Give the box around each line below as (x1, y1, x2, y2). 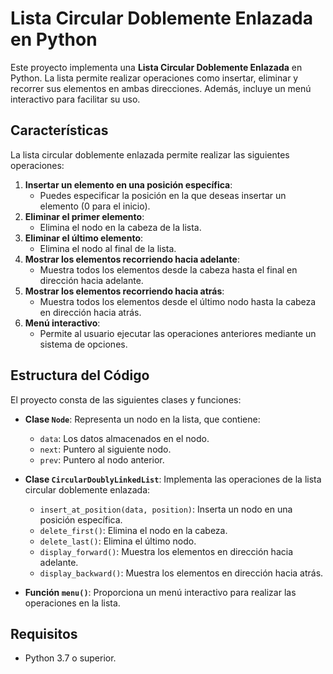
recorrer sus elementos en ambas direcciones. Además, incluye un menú (10, 82, 312, 94)
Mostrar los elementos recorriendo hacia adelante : (24, 253, 240, 265)
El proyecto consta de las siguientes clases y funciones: (10, 393, 242, 406)
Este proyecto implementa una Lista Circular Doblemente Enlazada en (10, 61, 303, 73)
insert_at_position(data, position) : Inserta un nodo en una (39, 503, 293, 515)
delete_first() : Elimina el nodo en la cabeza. (39, 524, 228, 536)
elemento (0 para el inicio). (39, 200, 151, 212)
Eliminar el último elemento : (24, 232, 144, 244)
